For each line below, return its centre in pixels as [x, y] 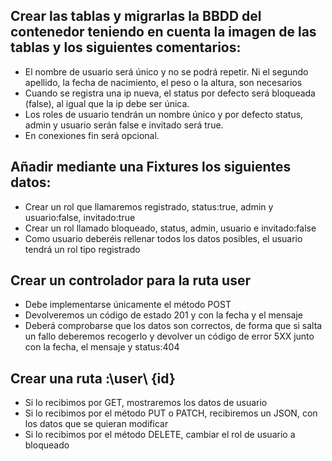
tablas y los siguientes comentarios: [126, 47]
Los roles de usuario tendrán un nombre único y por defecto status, [164, 114]
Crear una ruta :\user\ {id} [93, 378]
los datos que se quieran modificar [96, 424]
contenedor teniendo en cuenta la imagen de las [163, 32]
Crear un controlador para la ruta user [130, 280]
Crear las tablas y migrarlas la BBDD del [136, 16]
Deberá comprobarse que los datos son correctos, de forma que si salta [173, 326]
